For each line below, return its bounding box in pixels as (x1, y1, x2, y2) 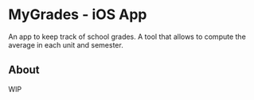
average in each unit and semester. (8, 40, 123, 49)
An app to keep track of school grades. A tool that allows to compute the (8, 32, 247, 41)
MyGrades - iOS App (8, 6, 147, 24)
